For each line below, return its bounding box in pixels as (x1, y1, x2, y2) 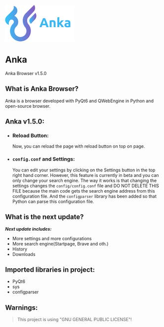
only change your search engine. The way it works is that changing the (12, 177, 157, 183)
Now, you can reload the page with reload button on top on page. (12, 143, 145, 149)
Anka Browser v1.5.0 (5, 70, 47, 76)
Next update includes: (5, 226, 52, 232)
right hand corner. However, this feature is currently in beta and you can (12, 172, 159, 178)
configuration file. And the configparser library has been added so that (12, 193, 157, 199)
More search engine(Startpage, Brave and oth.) (12, 241, 109, 246)
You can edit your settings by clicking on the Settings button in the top (12, 167, 156, 173)
